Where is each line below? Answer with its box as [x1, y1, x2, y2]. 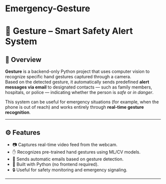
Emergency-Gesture [5, 3, 90, 14]
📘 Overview [5, 55, 41, 64]
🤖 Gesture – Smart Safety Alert [5, 26, 133, 37]
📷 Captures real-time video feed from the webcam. [12, 142, 118, 148]
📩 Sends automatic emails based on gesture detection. [12, 156, 124, 162]
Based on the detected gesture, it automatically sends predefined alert [5, 79, 150, 85]
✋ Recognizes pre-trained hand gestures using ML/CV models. [12, 149, 141, 155]
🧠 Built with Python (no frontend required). [12, 161, 99, 167]
